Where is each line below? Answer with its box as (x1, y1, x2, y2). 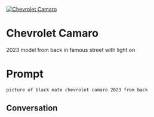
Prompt (6, 67, 44, 81)
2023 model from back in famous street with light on (6, 46, 135, 53)
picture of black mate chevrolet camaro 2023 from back (6, 87, 148, 93)
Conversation (6, 103, 58, 113)
